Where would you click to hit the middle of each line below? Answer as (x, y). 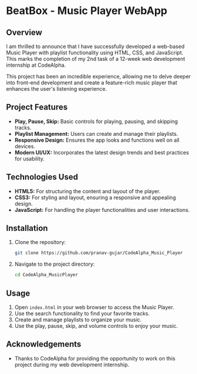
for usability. (30, 159)
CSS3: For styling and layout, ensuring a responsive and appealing (95, 197)
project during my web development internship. (72, 365)
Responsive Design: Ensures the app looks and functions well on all (97, 140)
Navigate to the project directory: (55, 264)
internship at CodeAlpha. (36, 65)
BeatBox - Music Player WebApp (87, 11)
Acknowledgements (44, 344)
